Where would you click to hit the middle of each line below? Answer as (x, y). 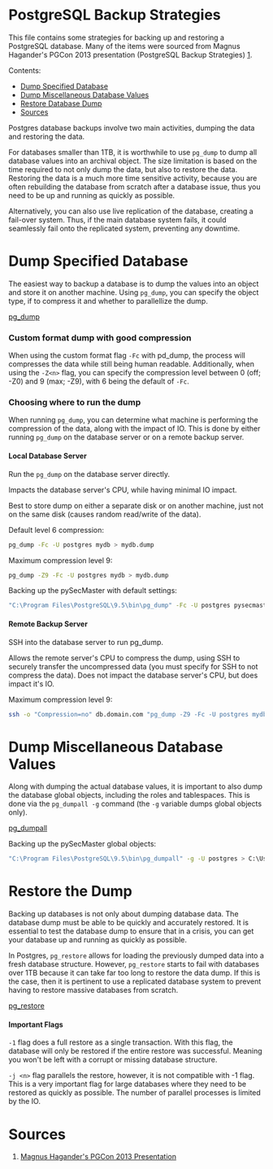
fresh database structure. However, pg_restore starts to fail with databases (134, 964)
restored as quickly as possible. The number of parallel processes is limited (135, 1093)
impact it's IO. (32, 683)
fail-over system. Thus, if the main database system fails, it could (117, 219)
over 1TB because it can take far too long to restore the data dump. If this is (134, 973)
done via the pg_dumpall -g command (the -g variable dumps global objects (135, 804)
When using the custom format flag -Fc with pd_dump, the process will (127, 356)
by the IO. (24, 1102)
